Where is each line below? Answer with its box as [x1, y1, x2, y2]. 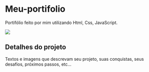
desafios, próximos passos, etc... [5, 61, 72, 67]
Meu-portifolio [5, 3, 65, 15]
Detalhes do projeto [5, 43, 66, 51]
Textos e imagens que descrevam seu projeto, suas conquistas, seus [5, 56, 144, 62]
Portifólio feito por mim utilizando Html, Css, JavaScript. [5, 20, 118, 25]
